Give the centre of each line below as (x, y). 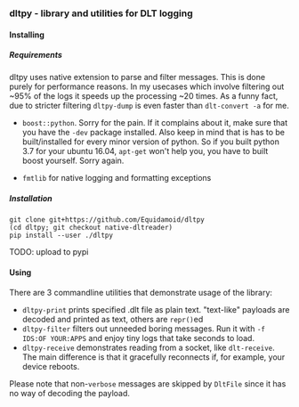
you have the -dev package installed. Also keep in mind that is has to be (153, 133)
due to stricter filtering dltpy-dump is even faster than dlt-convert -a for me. (149, 106)
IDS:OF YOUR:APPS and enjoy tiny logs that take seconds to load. (138, 338)
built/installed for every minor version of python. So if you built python (151, 142)
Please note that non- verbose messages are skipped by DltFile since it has (148, 383)
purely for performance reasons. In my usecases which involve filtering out (147, 86)
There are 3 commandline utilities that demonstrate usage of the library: (141, 292)
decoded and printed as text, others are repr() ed (113, 319)
